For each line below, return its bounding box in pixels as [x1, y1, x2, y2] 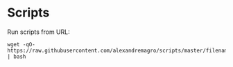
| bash [7, 53, 26, 60]
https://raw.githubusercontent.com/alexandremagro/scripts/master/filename [7, 47, 231, 54]
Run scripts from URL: [7, 28, 71, 36]
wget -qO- [7, 41, 36, 48]
